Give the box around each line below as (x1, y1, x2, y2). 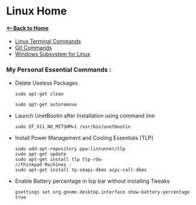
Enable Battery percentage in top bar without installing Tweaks (14, 177, 170, 185)
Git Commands (14, 44, 52, 52)
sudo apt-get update (14, 151, 67, 157)
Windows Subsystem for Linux (14, 50, 91, 58)
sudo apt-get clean (14, 91, 64, 97)
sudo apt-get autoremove (14, 101, 77, 108)
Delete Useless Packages (14, 79, 78, 87)
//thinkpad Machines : (14, 161, 72, 168)
